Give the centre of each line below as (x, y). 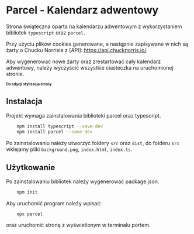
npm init (27, 192)
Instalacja (24, 101)
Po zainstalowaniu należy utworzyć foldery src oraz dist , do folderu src (93, 143)
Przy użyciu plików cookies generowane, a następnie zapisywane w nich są (97, 44)
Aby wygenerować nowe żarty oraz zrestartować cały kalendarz (84, 61)
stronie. (15, 74)
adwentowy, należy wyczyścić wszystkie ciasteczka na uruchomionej (90, 67)
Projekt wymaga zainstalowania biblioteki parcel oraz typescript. (84, 115)
